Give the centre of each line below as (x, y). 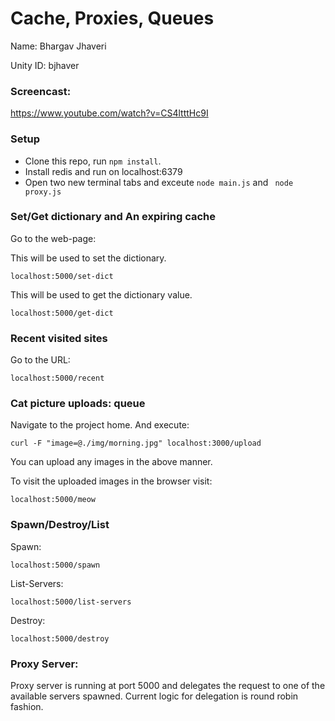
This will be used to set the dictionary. (88, 258)
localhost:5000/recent (57, 378)
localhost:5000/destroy (60, 638)
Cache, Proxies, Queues (112, 18)
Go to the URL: (40, 360)
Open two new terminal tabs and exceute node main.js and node (159, 182)
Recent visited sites (59, 338)
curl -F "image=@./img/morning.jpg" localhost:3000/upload (136, 443)
